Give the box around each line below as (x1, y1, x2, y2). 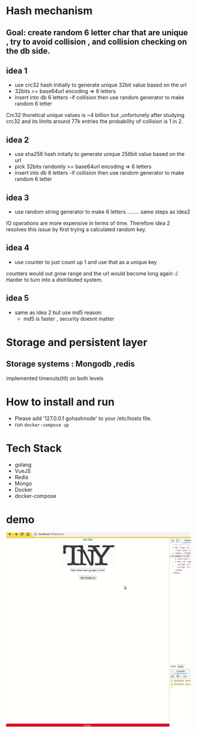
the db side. (6, 46, 50, 56)
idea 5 (6, 293, 29, 304)
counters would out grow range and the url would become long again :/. (6, 269, 179, 277)
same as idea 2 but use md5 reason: (14, 309, 103, 316)
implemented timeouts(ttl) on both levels (6, 375, 104, 382)
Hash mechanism (6, 4, 93, 18)
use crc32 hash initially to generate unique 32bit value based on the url (14, 81, 186, 89)
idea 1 (6, 66, 28, 76)
